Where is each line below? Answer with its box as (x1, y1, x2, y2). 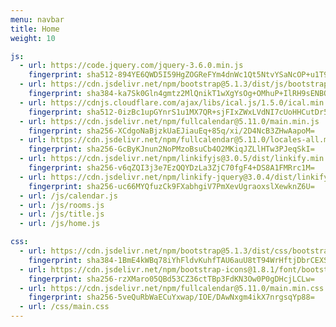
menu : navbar (10, 14, 65, 25)
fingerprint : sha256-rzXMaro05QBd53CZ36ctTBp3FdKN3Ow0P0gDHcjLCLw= (28, 274, 315, 284)
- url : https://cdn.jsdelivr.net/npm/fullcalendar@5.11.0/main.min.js (19, 116, 320, 126)
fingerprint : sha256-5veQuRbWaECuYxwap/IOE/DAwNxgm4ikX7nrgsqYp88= (28, 292, 315, 303)
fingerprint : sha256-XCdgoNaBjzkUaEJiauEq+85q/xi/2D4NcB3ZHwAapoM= (28, 126, 315, 136)
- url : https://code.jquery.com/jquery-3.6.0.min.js (19, 61, 244, 71)
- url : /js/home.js (19, 219, 101, 229)
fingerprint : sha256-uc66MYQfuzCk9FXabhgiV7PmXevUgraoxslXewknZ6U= (28, 181, 315, 191)
